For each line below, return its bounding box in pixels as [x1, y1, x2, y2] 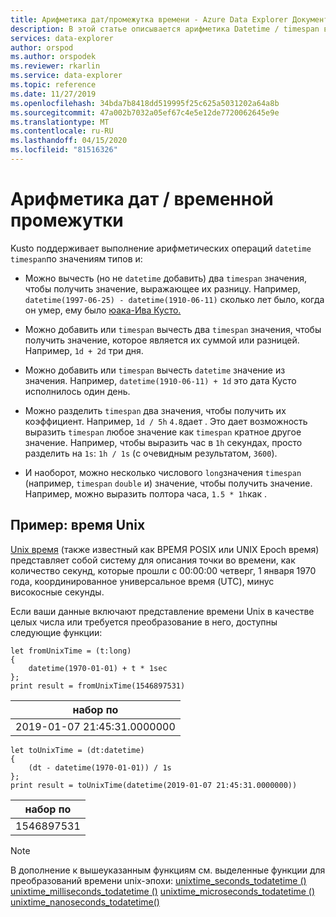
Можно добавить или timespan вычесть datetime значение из [24, 364, 286, 376]
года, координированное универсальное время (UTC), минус [10, 575, 275, 587]
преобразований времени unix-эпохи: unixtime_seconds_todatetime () [10, 874, 307, 886]
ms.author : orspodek [10, 52, 97, 62]
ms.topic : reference [10, 80, 97, 90]
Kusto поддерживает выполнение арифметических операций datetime [10, 242, 312, 254]
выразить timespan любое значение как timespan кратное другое [24, 426, 302, 438]
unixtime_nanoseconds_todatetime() [10, 896, 160, 908]
